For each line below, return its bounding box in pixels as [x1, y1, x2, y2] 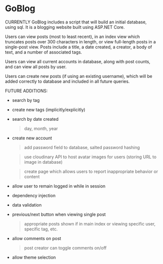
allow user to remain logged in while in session [12, 183, 106, 189]
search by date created [12, 116, 59, 122]
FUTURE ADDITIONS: [5, 88, 48, 94]
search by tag [12, 97, 40, 103]
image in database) [24, 159, 63, 165]
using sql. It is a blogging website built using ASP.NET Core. [5, 24, 125, 30]
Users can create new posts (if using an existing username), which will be [5, 73, 153, 79]
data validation [12, 202, 42, 207]
